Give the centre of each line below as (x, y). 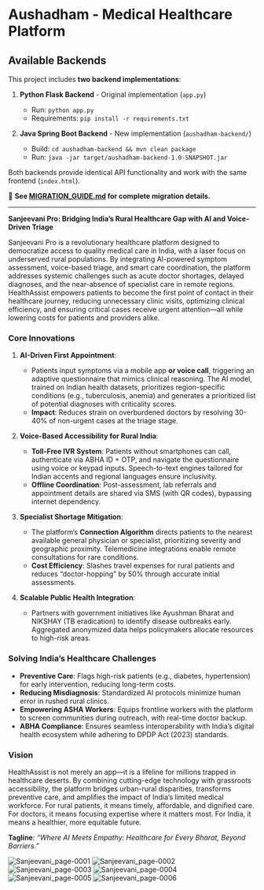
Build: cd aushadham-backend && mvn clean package (114, 149)
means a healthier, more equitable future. (75, 822)
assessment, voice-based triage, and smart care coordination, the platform (130, 267)
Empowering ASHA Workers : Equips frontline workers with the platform (136, 709)
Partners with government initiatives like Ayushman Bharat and (132, 613)
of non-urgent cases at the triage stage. (114, 421)
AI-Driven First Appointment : (68, 356)
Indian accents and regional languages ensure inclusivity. (124, 477)
